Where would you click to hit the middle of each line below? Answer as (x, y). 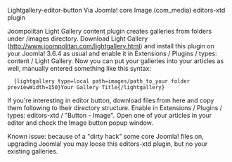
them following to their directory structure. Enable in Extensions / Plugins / (115, 108)
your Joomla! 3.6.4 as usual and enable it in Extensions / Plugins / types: (112, 53)
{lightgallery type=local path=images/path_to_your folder (102, 81)
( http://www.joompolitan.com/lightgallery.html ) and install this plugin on (111, 46)
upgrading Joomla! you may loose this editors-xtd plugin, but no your (108, 144)
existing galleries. (33, 151)
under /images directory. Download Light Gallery (78, 39)
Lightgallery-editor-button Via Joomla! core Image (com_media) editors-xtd (116, 10)
